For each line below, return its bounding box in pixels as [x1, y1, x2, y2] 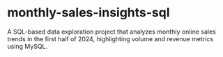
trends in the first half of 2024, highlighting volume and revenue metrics [7, 34, 214, 43]
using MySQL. [7, 42, 48, 50]
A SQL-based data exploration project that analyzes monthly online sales [7, 27, 216, 36]
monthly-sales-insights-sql [7, 5, 170, 21]
